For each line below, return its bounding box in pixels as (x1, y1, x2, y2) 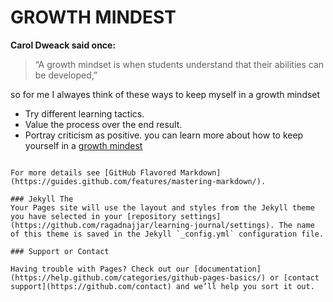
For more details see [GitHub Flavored (10, 167, 177, 178)
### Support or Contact (10, 246, 110, 256)
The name (278, 220, 315, 230)
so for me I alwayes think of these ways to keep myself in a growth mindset (10, 88, 321, 100)
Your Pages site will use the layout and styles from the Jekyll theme (10, 202, 315, 213)
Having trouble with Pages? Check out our (10, 264, 190, 274)
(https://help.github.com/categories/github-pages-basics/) (10, 272, 267, 283)
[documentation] (193, 264, 262, 274)
